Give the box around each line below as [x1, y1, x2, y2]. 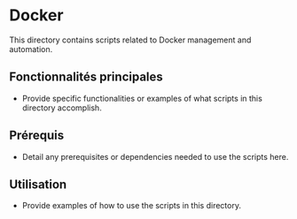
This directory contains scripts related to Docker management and [9, 34, 252, 45]
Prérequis [9, 128, 65, 143]
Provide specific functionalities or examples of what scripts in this [21, 93, 263, 103]
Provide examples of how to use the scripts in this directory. [21, 200, 242, 211]
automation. [9, 43, 53, 54]
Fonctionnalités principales [9, 70, 164, 85]
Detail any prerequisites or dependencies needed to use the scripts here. [21, 151, 289, 162]
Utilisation [9, 177, 67, 192]
